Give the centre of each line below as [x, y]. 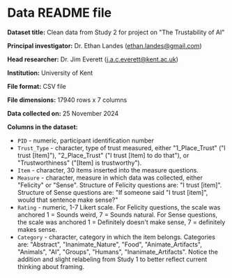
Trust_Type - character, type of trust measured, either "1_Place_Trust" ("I [122, 147]
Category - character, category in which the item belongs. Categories [116, 237]
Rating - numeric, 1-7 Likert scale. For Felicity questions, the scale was [119, 207]
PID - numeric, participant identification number [86, 140]
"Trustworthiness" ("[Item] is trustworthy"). [79, 163]
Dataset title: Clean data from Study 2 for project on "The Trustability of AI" [116, 32]
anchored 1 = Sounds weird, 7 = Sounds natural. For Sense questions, [117, 214]
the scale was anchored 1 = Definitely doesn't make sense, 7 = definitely [121, 222]
